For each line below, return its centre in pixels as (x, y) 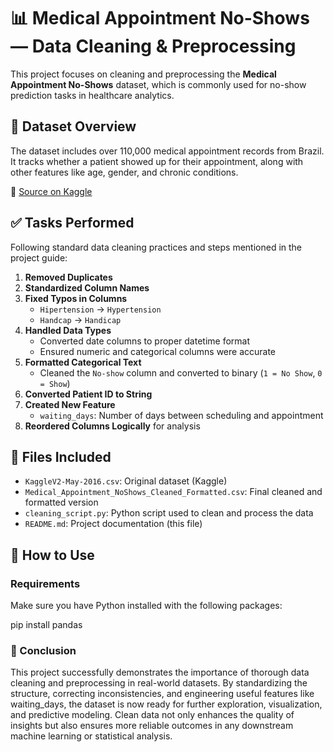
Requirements (45, 583)
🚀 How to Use (52, 555)
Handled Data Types (68, 330)
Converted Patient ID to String (88, 394)
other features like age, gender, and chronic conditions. (124, 172)
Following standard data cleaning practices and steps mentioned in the (156, 247)
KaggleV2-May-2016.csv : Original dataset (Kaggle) (126, 481)
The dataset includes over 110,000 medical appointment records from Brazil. (167, 151)
